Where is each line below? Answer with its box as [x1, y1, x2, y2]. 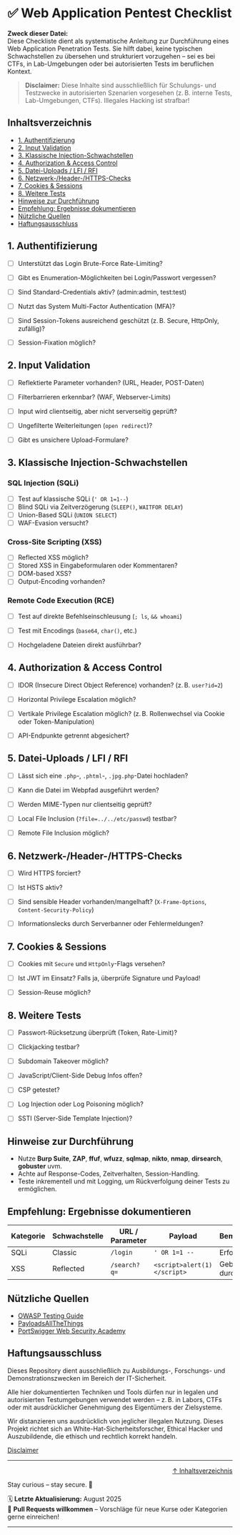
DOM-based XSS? [17, 570, 71, 578]
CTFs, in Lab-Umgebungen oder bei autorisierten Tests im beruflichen [7, 59, 214, 68]
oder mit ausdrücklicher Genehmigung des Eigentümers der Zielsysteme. [7, 1403, 223, 1411]
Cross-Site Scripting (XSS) [7, 537, 102, 547]
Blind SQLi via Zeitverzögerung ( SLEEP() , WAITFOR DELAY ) [17, 502, 184, 511]
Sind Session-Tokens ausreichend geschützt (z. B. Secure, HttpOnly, [17, 316, 219, 324]
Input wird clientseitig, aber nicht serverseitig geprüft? [17, 407, 177, 415]
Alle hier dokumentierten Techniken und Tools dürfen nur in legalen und [7, 1388, 219, 1396]
